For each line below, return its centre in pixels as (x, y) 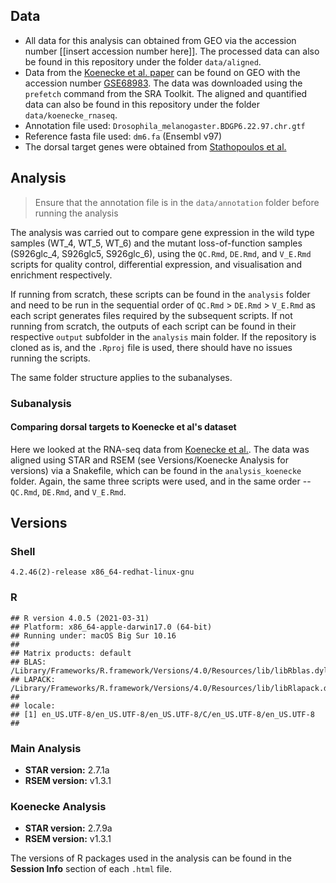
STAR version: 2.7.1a (67, 770)
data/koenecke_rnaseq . (71, 115)
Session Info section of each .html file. (91, 869)
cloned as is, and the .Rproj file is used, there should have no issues (151, 347)
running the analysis (76, 213)
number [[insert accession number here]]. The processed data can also (172, 51)
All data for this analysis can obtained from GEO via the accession (160, 40)
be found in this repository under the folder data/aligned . (143, 61)
